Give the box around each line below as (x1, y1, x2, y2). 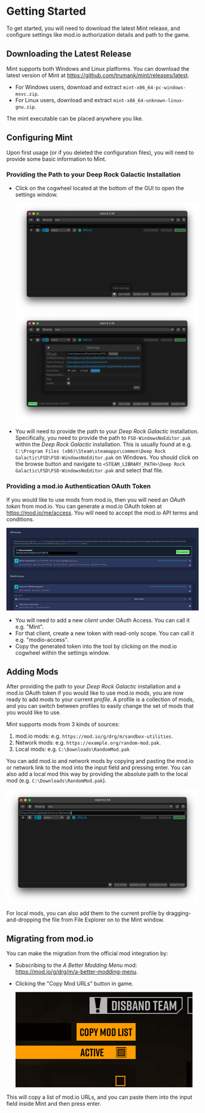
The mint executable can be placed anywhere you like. (6, 114, 143, 122)
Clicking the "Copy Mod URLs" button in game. (15, 980, 134, 988)
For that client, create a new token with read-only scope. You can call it (15, 629, 195, 637)
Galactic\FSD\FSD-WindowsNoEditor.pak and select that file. (15, 467, 164, 474)
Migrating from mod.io (6, 934, 93, 944)
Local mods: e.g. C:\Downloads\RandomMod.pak (15, 745, 130, 753)
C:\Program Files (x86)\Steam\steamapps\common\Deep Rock (15, 449, 166, 455)
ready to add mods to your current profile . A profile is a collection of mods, (6, 696, 195, 703)
